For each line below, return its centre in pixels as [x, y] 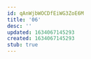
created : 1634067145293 [41, 39]
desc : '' [19, 26]
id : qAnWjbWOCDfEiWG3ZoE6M [45, 13]
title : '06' [24, 20]
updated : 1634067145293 [41, 32]
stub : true [23, 45]
